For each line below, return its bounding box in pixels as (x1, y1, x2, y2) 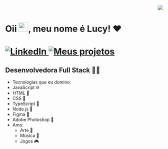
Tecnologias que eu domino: (12, 79, 71, 85)
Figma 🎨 (12, 111, 30, 117)
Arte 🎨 (19, 127, 33, 133)
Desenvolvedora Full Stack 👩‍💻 (5, 65, 100, 74)
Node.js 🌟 (12, 106, 33, 112)
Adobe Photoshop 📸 (12, 116, 54, 122)
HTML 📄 (12, 90, 29, 96)
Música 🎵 (19, 132, 39, 138)
